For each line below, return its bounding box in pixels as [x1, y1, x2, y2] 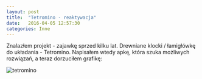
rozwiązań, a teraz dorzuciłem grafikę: [6, 55, 102, 62]
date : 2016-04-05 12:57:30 [6, 20, 80, 26]
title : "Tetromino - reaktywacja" [6, 14, 97, 21]
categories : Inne [6, 25, 50, 32]
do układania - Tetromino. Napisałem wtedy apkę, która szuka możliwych [6, 49, 190, 56]
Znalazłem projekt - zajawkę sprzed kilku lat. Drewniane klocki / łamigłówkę [6, 42, 196, 49]
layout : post [6, 8, 40, 15]
